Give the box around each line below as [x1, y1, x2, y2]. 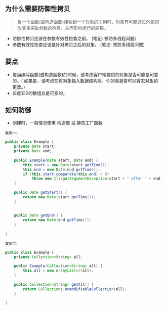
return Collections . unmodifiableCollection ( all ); [23, 286, 127, 292]
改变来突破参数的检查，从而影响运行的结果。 [17, 25, 109, 31]
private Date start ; [14, 144, 56, 149]
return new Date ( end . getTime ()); [23, 218, 92, 222]
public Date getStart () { [14, 190, 68, 195]
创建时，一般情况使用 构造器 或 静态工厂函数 [12, 120, 103, 126]
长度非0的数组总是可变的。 [12, 90, 68, 96]
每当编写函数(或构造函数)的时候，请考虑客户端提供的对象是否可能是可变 [12, 71, 159, 78]
